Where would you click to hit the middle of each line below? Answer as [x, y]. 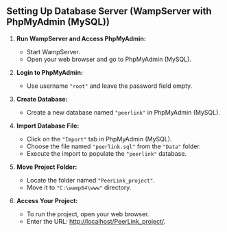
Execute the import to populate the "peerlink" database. [106, 153]
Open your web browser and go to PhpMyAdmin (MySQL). [109, 59]
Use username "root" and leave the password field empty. [109, 86]
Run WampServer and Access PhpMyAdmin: [81, 38]
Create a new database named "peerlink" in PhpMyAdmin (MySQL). [123, 112]
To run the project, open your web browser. [88, 214]
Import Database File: [48, 126]
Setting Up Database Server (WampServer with [109, 11]
